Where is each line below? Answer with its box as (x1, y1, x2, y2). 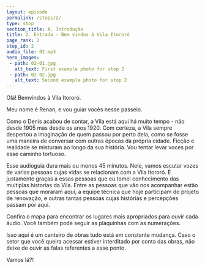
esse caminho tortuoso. (6, 151, 66, 158)
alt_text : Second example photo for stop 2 (14, 77, 127, 83)
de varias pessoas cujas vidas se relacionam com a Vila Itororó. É (6, 169, 171, 176)
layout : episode (6, 9, 48, 15)
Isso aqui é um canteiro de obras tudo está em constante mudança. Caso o (6, 231, 196, 239)
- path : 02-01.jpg (9, 60, 56, 66)
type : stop (6, 20, 34, 26)
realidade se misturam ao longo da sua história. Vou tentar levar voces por (6, 144, 194, 151)
